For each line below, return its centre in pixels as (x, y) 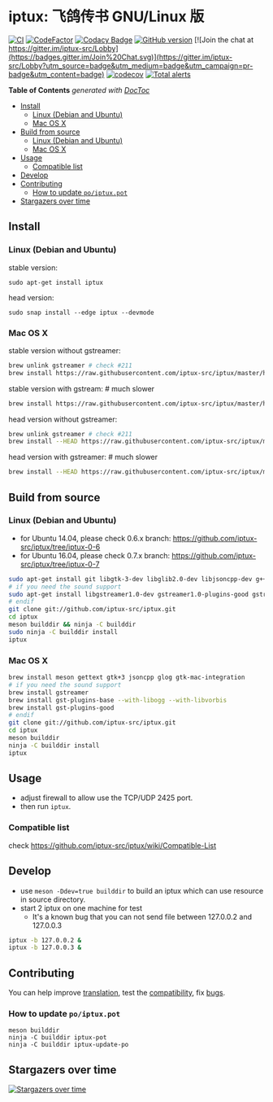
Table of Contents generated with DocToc (79, 90)
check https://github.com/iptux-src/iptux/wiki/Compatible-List (113, 845)
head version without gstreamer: (63, 419)
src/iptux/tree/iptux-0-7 (60, 564)
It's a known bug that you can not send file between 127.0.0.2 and (142, 916)
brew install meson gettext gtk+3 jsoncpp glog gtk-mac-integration (127, 678)
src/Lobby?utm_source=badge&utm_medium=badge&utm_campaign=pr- (131, 65)
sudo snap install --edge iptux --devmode (81, 313)
